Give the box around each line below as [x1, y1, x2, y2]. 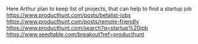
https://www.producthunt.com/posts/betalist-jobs [6, 11, 131, 19]
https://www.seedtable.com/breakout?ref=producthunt [6, 31, 144, 38]
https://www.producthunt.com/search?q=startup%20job [6, 24, 148, 31]
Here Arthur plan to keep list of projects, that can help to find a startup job [6, 5, 192, 12]
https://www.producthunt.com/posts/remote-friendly [6, 18, 139, 25]
